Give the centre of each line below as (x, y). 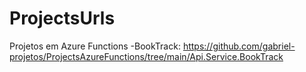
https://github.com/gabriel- (239, 46)
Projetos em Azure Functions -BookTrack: (95, 46)
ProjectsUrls (62, 18)
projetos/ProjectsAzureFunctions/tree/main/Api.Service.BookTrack (146, 56)
